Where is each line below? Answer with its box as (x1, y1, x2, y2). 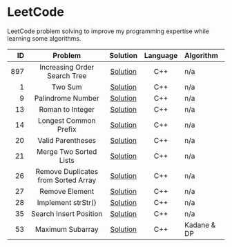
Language (144, 50, 178, 60)
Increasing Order (39, 62, 95, 72)
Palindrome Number (34, 93, 99, 103)
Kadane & (184, 220, 216, 230)
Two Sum (51, 82, 82, 92)
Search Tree (47, 70, 87, 80)
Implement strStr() (37, 197, 97, 207)
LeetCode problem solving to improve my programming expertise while (7, 27, 209, 35)
